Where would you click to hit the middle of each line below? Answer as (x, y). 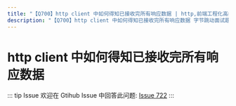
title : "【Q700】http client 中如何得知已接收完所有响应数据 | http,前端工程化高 (118, 14)
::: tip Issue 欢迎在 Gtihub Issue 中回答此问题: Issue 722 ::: (91, 95)
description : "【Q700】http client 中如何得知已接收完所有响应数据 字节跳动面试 (116, 20)
